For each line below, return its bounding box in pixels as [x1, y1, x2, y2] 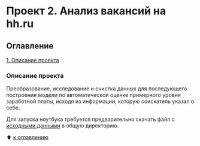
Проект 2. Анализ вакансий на [6, 4, 166, 18]
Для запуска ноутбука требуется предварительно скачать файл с [6, 115, 175, 123]
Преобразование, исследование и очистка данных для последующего [6, 85, 187, 92]
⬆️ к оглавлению [6, 133, 49, 141]
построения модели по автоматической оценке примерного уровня [6, 92, 181, 99]
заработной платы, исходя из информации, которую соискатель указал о [6, 98, 195, 105]
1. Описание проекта [6, 57, 59, 63]
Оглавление [6, 41, 54, 51]
